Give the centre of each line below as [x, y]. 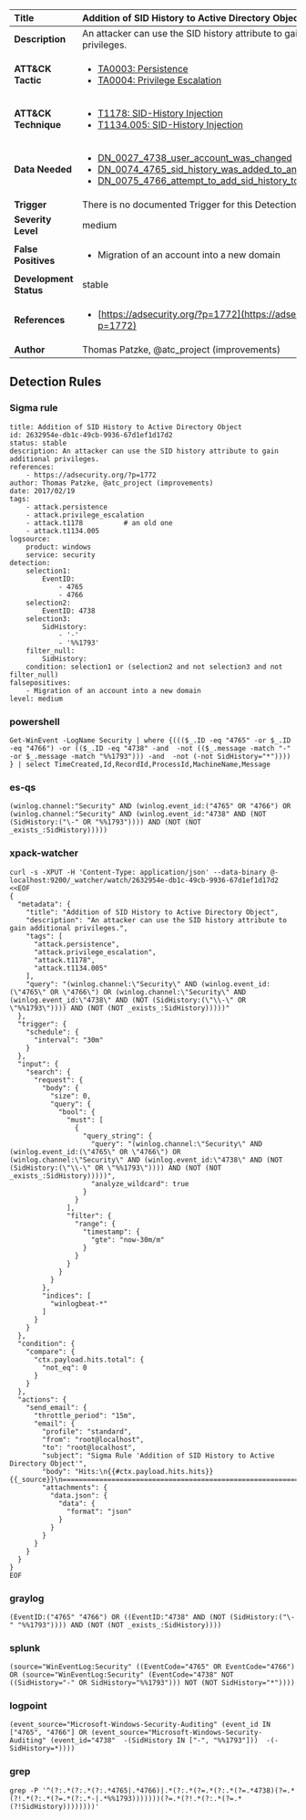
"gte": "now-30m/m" [128, 1240]
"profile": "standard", [87, 1431]
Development [44, 279]
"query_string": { [117, 1136]
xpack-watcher [44, 853]
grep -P [24, 1790]
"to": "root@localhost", [89, 1447]
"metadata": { [44, 904]
